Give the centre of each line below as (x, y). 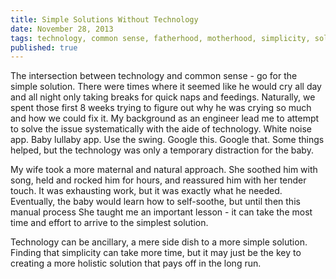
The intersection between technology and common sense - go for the (154, 76)
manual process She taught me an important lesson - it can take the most (161, 212)
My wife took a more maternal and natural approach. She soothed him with (164, 170)
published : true (44, 47)
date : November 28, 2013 (62, 29)
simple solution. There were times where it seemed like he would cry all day (166, 87)
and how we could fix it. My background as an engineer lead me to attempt (165, 118)
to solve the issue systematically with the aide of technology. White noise (161, 129)
